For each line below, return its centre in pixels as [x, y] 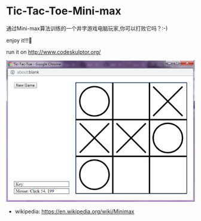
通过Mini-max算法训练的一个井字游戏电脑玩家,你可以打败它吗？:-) [87, 28]
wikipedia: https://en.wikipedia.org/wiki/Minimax [74, 211]
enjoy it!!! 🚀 [19, 40]
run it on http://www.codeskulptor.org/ [54, 52]
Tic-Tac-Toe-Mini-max [64, 11]
